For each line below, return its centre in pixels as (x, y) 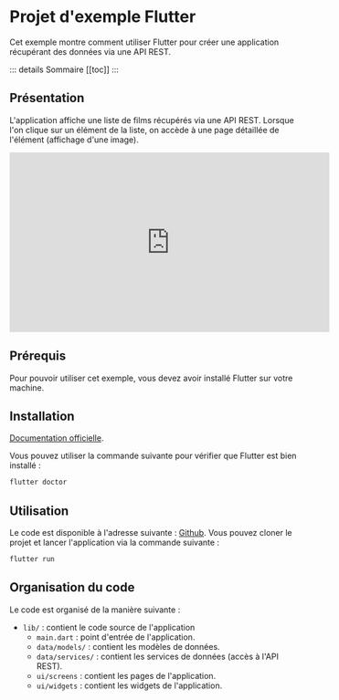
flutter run (32, 559)
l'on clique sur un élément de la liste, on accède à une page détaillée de (145, 130)
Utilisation (39, 511)
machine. (27, 387)
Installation (42, 416)
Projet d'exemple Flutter (103, 17)
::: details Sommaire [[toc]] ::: (64, 69)
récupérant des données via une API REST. (90, 51)
